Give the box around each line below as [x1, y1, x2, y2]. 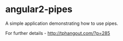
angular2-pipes [5, 4, 73, 15]
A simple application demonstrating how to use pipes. [5, 20, 118, 26]
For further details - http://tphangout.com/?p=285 [5, 30, 111, 36]
